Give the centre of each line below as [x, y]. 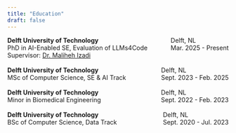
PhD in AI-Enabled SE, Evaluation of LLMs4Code [78, 48]
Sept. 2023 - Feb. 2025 [195, 77]
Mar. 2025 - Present [200, 48]
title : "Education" [36, 14]
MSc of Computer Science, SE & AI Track [67, 77]
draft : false [26, 20]
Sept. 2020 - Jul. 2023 [196, 122]
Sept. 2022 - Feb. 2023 [195, 99]
